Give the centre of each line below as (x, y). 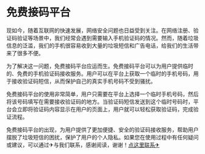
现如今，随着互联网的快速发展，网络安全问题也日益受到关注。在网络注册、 (100, 30)
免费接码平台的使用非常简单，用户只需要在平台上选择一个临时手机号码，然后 (103, 94)
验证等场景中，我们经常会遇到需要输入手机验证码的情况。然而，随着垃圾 (108, 38)
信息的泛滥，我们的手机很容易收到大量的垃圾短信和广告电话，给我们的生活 (100, 45)
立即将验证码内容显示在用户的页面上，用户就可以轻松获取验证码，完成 (105, 109)
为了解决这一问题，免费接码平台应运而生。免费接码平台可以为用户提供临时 (100, 66)
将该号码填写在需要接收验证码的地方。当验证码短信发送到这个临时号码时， (100, 101)
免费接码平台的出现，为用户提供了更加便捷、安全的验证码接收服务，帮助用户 (103, 129)
